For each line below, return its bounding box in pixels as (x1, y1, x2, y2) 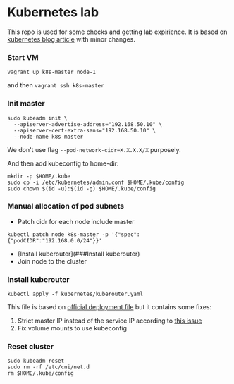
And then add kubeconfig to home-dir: (7, 159, 119, 168)
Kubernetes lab (7, 4, 99, 20)
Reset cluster (7, 342, 54, 352)
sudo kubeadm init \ (7, 114, 68, 122)
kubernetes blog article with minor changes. (7, 35, 136, 43)
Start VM (7, 52, 39, 62)
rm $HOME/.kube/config (7, 370, 74, 377)
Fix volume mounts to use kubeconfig (17, 324, 128, 333)
